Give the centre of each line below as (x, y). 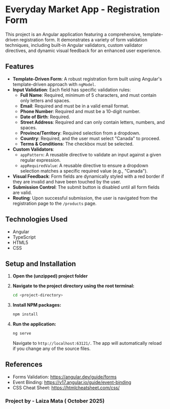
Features (20, 66)
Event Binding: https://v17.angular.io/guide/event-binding (72, 382)
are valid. (22, 193)
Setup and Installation (41, 264)
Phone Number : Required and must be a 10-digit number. (80, 111)
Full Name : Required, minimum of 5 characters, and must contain (88, 95)
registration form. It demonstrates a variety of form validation (83, 40)
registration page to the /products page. (55, 203)
